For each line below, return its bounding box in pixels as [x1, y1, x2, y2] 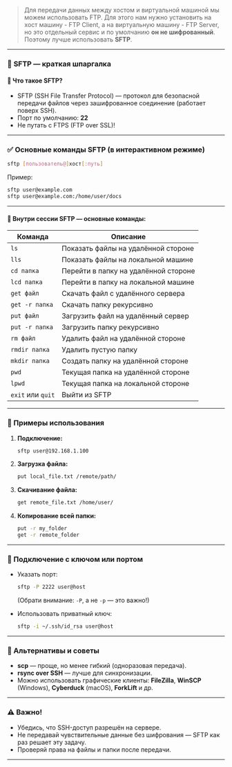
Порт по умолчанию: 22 [17, 114, 88, 122]
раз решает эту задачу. [17, 738, 86, 746]
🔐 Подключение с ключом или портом [7, 554, 144, 564]
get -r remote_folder [17, 531, 80, 539]
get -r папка [10, 301, 54, 309]
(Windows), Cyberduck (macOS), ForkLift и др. [17, 684, 153, 692]
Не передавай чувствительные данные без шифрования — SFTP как [17, 730, 220, 739]
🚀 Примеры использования [7, 418, 105, 428]
